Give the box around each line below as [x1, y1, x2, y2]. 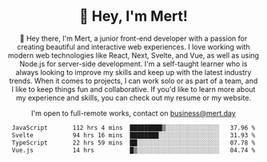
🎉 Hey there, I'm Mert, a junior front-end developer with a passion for [19, 34, 248, 43]
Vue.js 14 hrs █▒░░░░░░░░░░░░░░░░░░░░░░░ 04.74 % [11, 146, 256, 154]
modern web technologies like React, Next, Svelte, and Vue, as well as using [7, 50, 260, 60]
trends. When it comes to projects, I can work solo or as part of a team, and [9, 76, 258, 85]
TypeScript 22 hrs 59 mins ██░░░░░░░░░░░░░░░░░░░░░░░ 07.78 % [11, 139, 256, 147]
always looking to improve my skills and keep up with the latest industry [15, 67, 252, 77]
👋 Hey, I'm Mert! [78, 7, 189, 26]
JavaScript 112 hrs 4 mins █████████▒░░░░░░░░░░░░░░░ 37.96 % [11, 124, 256, 132]
